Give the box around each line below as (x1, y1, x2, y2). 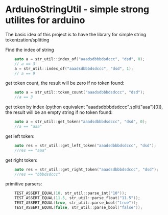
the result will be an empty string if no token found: (5, 109, 113, 115)
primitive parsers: (5, 181, 42, 187)
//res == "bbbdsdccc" (14, 172, 60, 177)
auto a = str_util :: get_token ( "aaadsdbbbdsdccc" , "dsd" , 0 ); (14, 119, 147, 125)
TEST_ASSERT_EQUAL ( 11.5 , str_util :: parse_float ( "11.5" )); (14, 196, 140, 201)
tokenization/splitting (5, 37, 50, 43)
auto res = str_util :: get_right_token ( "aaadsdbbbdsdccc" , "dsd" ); (14, 167, 159, 172)
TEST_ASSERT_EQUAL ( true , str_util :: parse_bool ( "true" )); (14, 200, 138, 205)
